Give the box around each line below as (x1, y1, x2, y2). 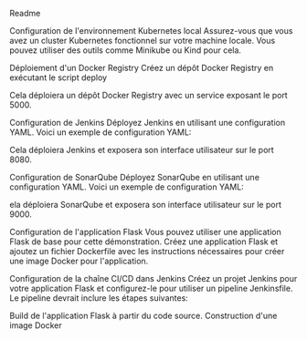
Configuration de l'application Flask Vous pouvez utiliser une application (9, 227, 281, 237)
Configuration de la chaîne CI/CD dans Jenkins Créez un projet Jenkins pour (9, 273, 298, 283)
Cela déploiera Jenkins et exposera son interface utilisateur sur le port (9, 145, 274, 155)
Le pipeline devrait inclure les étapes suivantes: (9, 293, 189, 304)
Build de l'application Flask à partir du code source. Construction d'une (9, 310, 278, 321)
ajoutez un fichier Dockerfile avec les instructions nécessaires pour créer (9, 246, 285, 256)
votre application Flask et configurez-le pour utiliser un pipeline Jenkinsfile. (9, 283, 293, 294)
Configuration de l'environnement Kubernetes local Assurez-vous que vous (9, 26, 293, 36)
